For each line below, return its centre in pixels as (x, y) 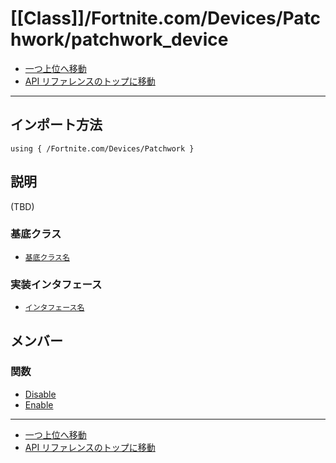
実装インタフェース (56, 284)
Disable (40, 394)
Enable (39, 404)
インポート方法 (56, 125)
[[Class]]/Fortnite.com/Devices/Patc (166, 18)
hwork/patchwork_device (119, 39)
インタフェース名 (54, 308)
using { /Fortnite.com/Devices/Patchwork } (102, 148)
